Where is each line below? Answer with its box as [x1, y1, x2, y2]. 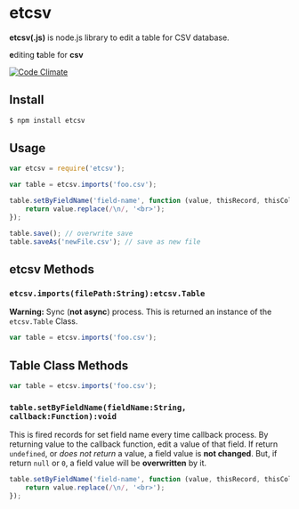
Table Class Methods [9, 358, 129, 373]
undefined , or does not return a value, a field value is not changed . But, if [9, 448, 278, 459]
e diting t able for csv [9, 49, 85, 60]
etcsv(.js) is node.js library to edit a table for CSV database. [9, 32, 230, 43]
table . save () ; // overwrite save [9, 229, 133, 238]
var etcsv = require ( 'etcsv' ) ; [9, 164, 125, 174]
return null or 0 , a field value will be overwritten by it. [9, 457, 207, 469]
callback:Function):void [9, 411, 117, 421]
